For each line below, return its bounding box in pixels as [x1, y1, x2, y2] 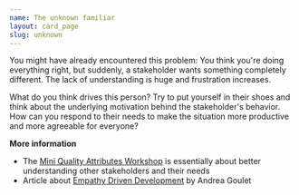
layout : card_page [9, 22, 79, 31]
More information [9, 138, 77, 150]
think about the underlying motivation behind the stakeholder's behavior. [9, 102, 281, 112]
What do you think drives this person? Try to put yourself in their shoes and [9, 92, 291, 102]
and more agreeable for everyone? [9, 121, 139, 132]
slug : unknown [9, 30, 63, 39]
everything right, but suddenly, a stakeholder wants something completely [9, 64, 287, 75]
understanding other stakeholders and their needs [22, 165, 210, 177]
